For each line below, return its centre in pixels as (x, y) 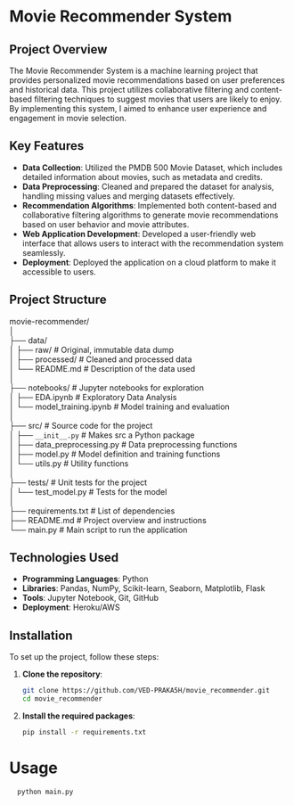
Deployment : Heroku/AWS (71, 607)
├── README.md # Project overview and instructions (108, 520)
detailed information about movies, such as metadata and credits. (142, 177)
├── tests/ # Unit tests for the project (78, 482)
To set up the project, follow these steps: (84, 657)
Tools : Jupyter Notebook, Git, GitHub (90, 598)
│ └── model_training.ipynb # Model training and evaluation (119, 407)
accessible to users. (59, 271)
